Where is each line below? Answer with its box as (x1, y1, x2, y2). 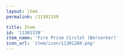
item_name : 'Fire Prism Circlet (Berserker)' (6, 35, 119, 41)
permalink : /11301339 (6, 14, 59, 20)
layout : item (6, 8, 38, 14)
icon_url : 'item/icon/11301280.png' (6, 41, 95, 46)
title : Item (6, 24, 35, 30)
